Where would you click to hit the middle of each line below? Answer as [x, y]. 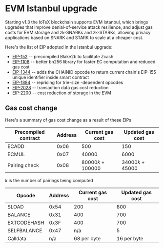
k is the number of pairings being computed [49, 180]
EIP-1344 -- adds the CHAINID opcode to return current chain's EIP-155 [84, 72]
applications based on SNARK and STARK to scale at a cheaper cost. [74, 38]
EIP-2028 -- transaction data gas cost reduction [60, 87]
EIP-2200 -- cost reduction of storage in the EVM [61, 93]
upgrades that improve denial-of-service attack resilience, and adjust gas [79, 27]
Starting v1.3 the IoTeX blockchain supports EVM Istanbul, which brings [77, 22]
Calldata [17, 238]
